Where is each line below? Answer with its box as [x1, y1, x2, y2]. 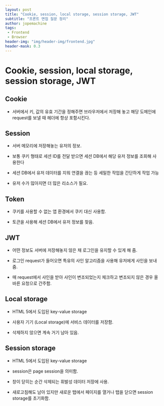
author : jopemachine [5, 21, 47, 26]
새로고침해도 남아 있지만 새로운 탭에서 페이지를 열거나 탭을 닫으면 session [12, 389, 153, 395]
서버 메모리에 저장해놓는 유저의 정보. [12, 143, 82, 149]
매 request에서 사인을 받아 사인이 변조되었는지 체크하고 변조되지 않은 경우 [12, 274, 153, 280]
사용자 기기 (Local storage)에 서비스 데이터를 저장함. [12, 319, 114, 325]
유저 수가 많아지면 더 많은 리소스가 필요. [12, 180, 88, 186]
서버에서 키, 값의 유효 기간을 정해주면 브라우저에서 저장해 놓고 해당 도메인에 [12, 109, 156, 115]
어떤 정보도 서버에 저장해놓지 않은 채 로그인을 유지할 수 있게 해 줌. [12, 247, 138, 253]
